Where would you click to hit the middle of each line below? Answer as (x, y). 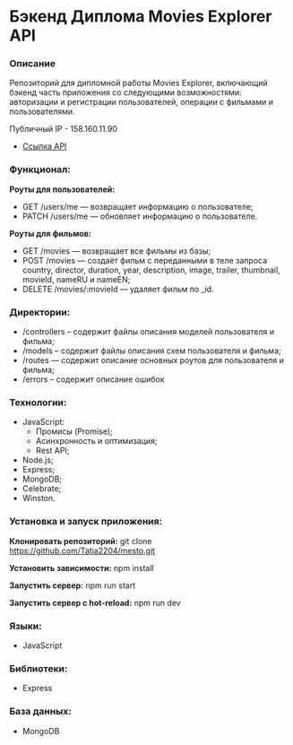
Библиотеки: (39, 668)
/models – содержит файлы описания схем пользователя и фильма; (151, 351)
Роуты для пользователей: (62, 189)
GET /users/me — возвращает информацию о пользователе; (138, 206)
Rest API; (52, 451)
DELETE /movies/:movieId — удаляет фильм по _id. (118, 289)
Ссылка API (44, 146)
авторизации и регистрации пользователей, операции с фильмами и (141, 102)
